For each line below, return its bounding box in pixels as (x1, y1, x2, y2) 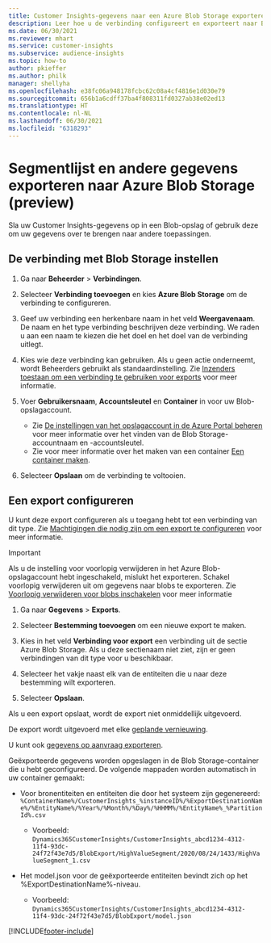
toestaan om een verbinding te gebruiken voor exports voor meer (19, 372, 238, 382)
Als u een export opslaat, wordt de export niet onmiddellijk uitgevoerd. (8, 709, 242, 719)
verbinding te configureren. (19, 298, 111, 308)
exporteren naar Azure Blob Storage (8, 176, 256, 195)
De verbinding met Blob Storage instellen (8, 252, 219, 266)
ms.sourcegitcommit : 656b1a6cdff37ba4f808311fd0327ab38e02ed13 (8, 94, 226, 103)
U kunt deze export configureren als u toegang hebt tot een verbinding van (8, 515, 258, 525)
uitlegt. (19, 339, 44, 349)
